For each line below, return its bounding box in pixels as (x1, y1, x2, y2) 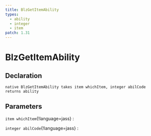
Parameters (5, 102, 42, 111)
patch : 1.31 (5, 30, 30, 35)
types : (5, 12, 19, 17)
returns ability (5, 89, 39, 94)
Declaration (5, 71, 42, 80)
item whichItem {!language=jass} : (5, 115, 74, 122)
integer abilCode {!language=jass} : (5, 125, 79, 131)
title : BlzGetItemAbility (5, 7, 59, 12)
